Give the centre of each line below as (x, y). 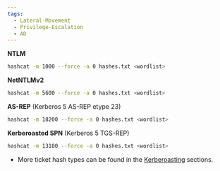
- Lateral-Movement (42, 20)
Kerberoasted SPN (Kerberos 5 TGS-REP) (68, 133)
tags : (15, 14)
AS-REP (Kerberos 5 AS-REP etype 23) (64, 106)
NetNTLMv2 (26, 80)
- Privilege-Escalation (48, 27)
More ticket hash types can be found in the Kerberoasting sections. (115, 159)
